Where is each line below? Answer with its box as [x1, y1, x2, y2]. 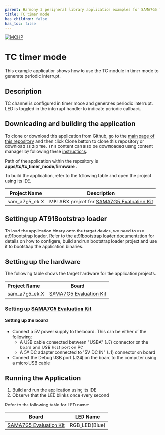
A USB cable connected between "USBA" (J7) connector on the [19, 339, 149, 345]
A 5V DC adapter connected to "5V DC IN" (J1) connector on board [19, 349, 156, 355]
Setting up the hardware [5, 258, 81, 266]
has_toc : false [5, 21, 36, 26]
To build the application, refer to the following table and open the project [5, 173, 152, 178]
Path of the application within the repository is [5, 158, 98, 164]
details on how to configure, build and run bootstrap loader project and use [5, 238, 157, 244]
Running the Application [5, 374, 81, 382]
